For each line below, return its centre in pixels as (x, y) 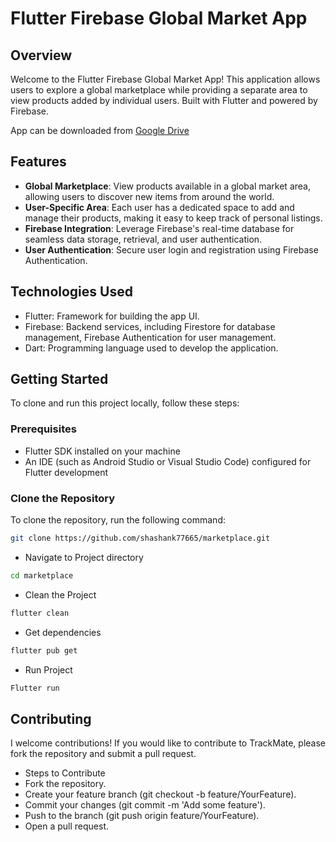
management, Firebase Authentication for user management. (150, 337)
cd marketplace (42, 575)
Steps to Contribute (65, 773)
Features (38, 162)
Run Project (48, 669)
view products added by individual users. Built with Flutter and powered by (164, 100)
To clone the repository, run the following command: (118, 520)
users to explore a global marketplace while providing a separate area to (159, 90)
